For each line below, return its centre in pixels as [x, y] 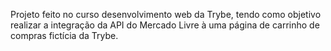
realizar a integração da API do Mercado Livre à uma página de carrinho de [165, 25]
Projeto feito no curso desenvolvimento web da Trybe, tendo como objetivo [166, 14]
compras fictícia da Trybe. [64, 35]
